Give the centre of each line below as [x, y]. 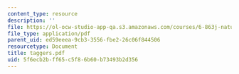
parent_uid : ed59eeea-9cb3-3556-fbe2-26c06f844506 [84, 40]
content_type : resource [43, 14]
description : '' [31, 20]
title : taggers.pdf [36, 54]
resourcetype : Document [43, 47]
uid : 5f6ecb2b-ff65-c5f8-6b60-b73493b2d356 [73, 60]
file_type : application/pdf [49, 33]
